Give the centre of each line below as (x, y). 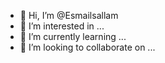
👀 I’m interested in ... (62, 26)
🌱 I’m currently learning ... (73, 36)
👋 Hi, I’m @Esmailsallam (69, 15)
